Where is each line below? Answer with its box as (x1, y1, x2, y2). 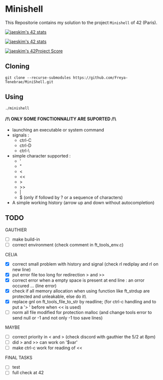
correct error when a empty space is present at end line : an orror (12, 277, 145, 283)
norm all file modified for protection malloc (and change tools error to (12, 310, 152, 315)
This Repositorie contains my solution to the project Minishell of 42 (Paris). (5, 20, 158, 25)
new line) (12, 267, 31, 272)
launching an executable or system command (12, 127, 104, 133)
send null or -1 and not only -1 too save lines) (12, 315, 103, 321)
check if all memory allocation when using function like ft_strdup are (12, 288, 150, 294)
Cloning (5, 62, 30, 70)
